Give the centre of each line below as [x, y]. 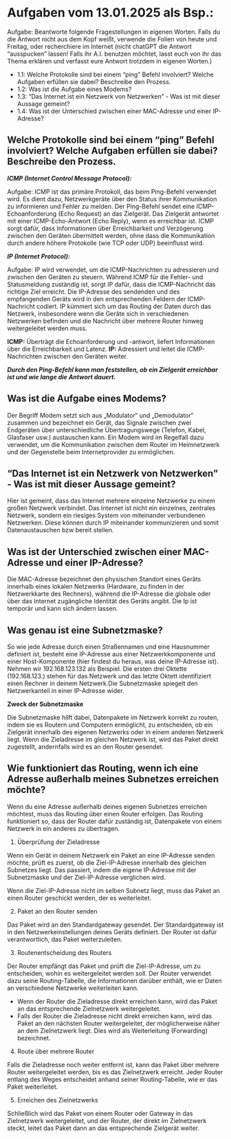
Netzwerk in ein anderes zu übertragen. [64, 828]
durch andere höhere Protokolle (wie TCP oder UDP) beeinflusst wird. [106, 243]
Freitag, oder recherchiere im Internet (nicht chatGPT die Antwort [100, 46]
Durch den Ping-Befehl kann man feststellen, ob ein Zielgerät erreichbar [113, 370]
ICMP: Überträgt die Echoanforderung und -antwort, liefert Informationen [111, 341]
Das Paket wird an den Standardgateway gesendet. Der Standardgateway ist [115, 925]
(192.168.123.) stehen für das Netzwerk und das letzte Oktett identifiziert [109, 676]
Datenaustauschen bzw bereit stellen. [60, 530]
